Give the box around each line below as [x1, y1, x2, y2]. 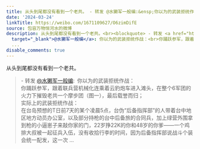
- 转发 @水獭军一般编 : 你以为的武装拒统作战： [20, 77, 135, 84]
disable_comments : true [6, 47, 65, 53]
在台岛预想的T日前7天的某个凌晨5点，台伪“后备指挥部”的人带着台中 [20, 106, 186, 113]
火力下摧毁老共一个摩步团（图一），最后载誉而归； [20, 91, 144, 99]
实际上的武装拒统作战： [20, 99, 79, 106]
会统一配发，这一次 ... [20, 136, 74, 143]
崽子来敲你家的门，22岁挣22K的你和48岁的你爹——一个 [46, 121, 185, 128]
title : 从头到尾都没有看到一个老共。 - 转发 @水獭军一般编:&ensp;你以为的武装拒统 [6, 8, 190, 15]
